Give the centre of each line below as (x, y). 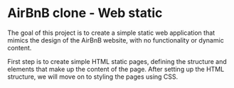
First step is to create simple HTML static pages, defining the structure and (117, 61)
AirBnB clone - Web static (85, 13)
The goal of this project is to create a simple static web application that (111, 33)
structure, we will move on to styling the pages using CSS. (93, 77)
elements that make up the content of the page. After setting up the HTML (116, 69)
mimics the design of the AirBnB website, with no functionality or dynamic (116, 40)
